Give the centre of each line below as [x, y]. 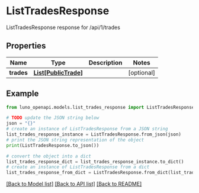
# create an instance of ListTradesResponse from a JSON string [87, 129]
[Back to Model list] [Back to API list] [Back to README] [74, 184]
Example [23, 94]
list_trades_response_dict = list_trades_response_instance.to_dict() [95, 162]
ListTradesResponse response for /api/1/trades [63, 27]
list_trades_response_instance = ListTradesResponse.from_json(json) [94, 134]
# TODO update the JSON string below [53, 118]
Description [105, 62]
